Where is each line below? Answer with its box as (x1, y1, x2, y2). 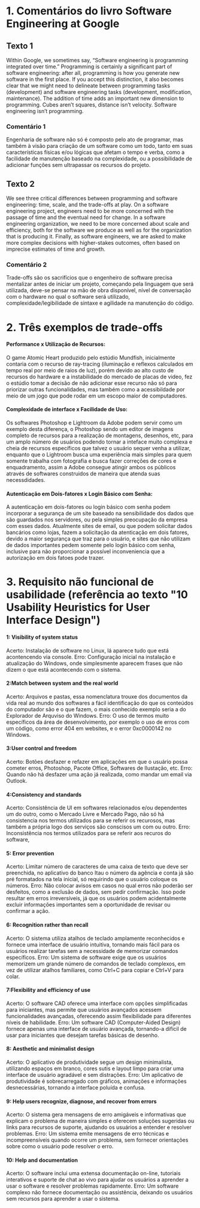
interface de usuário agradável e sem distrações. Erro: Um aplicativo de (6, 1072, 183, 1079)
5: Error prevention (6, 849, 54, 857)
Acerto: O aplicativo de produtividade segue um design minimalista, (6, 1058, 174, 1066)
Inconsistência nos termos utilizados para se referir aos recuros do (6, 830, 171, 837)
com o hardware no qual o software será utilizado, (6, 293, 131, 301)
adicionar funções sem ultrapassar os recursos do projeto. (6, 162, 151, 169)
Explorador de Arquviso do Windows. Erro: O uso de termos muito (6, 712, 169, 719)
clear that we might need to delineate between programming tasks (6, 82, 171, 89)
